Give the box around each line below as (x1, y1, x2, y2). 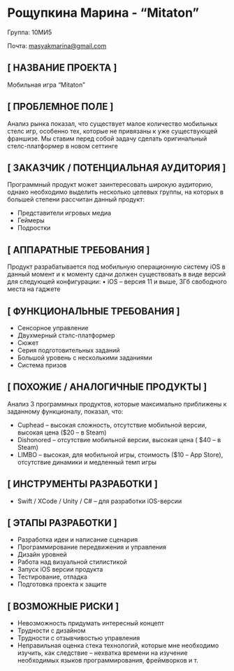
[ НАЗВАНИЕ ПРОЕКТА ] (7, 62, 117, 74)
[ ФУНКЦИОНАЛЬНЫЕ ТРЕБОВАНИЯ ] (7, 305, 180, 317)
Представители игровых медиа (17, 209, 112, 218)
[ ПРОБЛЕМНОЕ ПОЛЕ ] (7, 101, 114, 113)
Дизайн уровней (17, 551, 68, 559)
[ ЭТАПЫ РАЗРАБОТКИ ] (7, 517, 117, 529)
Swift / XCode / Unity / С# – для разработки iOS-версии (17, 497, 182, 505)
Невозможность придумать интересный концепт (17, 619, 164, 628)
